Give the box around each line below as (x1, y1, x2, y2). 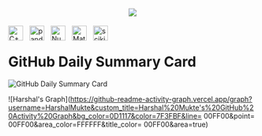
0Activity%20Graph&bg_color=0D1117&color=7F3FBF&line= (8, 111, 203, 120)
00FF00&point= (204, 111, 255, 120)
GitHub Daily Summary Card (8, 53, 196, 71)
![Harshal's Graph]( (8, 94, 71, 104)
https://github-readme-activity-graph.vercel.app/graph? (69, 94, 253, 104)
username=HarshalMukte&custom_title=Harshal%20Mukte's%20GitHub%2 (8, 103, 254, 112)
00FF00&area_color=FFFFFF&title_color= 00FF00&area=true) (8, 119, 209, 129)
